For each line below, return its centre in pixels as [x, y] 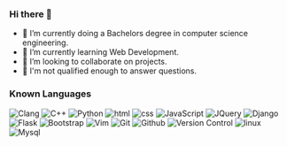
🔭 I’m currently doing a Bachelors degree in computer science [135, 34]
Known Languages [50, 94]
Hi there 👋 [31, 14]
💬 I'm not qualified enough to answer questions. [109, 71]
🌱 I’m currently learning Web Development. [100, 52]
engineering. [45, 42]
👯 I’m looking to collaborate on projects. [94, 62]
